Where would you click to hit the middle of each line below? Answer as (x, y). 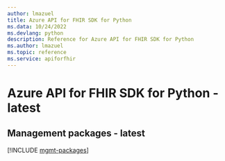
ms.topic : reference (37, 53)
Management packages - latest (76, 134)
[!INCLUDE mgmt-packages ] (48, 150)
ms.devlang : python (35, 33)
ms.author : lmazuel (35, 46)
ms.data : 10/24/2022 (37, 26)
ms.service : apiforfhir (42, 59)
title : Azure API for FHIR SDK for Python (69, 20)
